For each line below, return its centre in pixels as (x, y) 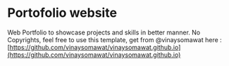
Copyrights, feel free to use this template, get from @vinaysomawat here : (114, 39)
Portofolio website (62, 13)
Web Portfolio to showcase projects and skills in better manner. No (104, 32)
